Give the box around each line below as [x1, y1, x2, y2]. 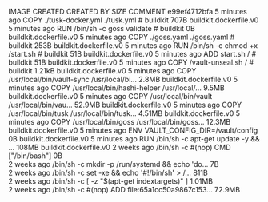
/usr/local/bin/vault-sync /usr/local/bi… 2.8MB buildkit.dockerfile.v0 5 [8, 75, 238, 84]
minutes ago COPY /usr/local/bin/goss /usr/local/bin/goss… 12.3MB [8, 117, 231, 126]
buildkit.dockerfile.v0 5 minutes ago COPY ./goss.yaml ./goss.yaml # [8, 32, 235, 42]
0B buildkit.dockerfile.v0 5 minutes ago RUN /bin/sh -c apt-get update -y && [8, 134, 260, 143]
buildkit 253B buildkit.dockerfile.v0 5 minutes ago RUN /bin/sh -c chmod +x [8, 41, 258, 50]
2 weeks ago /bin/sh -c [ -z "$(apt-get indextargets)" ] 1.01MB [8, 176, 214, 186]
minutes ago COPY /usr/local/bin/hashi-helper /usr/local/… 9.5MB [8, 83, 226, 93]
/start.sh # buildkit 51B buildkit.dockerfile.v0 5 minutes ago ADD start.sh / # [8, 50, 257, 58]
